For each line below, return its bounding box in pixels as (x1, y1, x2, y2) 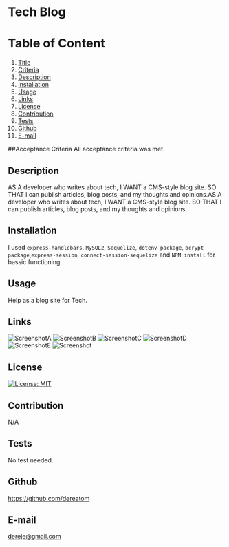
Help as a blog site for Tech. (8, 296, 88, 304)
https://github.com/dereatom (8, 494, 90, 502)
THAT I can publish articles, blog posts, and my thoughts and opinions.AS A (8, 190, 222, 198)
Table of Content (8, 36, 106, 52)
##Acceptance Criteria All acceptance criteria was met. (8, 145, 165, 153)
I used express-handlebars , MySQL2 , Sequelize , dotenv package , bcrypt (8, 243, 204, 251)
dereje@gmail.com (8, 533, 61, 541)
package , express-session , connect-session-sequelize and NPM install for (8, 250, 216, 259)
